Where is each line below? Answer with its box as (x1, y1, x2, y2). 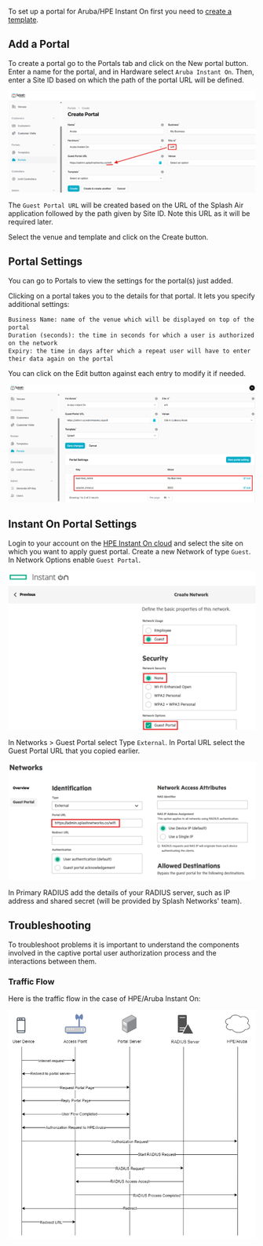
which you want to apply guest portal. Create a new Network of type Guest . (8, 546, 251, 556)
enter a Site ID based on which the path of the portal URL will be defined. (8, 75, 245, 85)
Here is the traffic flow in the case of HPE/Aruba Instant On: (8, 994, 201, 1003)
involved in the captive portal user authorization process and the (8, 948, 217, 957)
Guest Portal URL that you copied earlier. (8, 746, 141, 755)
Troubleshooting (8, 919, 92, 933)
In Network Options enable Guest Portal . (8, 555, 141, 565)
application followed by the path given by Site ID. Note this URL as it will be (8, 209, 250, 218)
